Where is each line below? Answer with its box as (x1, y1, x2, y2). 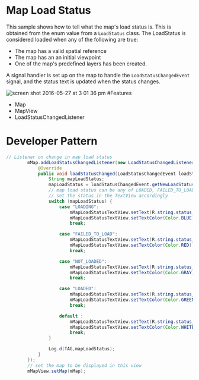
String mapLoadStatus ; (48, 176, 105, 182)
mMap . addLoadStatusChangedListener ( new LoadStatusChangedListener (27, 159, 195, 165)
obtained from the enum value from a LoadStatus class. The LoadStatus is (6, 29, 186, 36)
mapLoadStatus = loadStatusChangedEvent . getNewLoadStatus (48, 182, 195, 188)
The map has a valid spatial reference (14, 47, 107, 54)
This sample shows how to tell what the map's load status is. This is (6, 23, 172, 30)
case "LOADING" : (59, 203, 99, 210)
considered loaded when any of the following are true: (6, 36, 139, 43)
